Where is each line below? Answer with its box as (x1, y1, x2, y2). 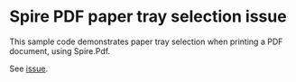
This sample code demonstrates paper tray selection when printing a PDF (9, 36, 283, 47)
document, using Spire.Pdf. (9, 45, 111, 56)
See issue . (9, 63, 48, 74)
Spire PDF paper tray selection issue (9, 6, 287, 27)
